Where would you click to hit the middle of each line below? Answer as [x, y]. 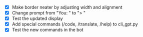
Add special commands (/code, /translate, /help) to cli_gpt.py [75, 24]
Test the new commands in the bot [47, 30]
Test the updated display [37, 18]
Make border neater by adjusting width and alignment [67, 7]
